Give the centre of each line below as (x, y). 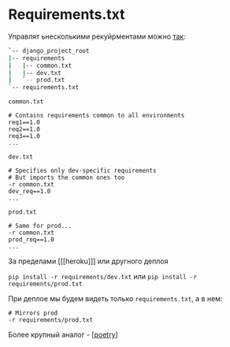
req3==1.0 (24, 136)
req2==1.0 (24, 129)
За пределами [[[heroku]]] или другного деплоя (88, 261)
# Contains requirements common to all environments (96, 116)
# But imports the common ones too (67, 178)
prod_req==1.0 (32, 240)
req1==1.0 (24, 123)
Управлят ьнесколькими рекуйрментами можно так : (97, 36)
